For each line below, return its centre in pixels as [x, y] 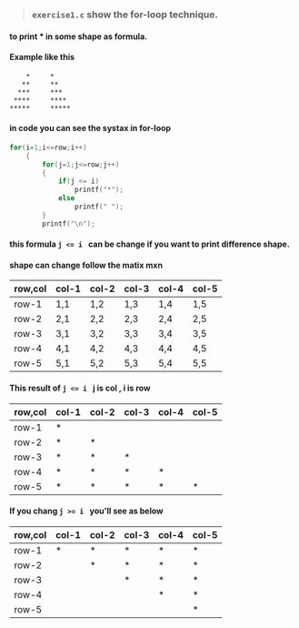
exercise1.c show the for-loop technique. [125, 15]
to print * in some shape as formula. [79, 36]
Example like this [42, 57]
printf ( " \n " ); [69, 223]
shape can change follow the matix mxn [86, 265]
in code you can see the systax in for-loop [90, 128]
